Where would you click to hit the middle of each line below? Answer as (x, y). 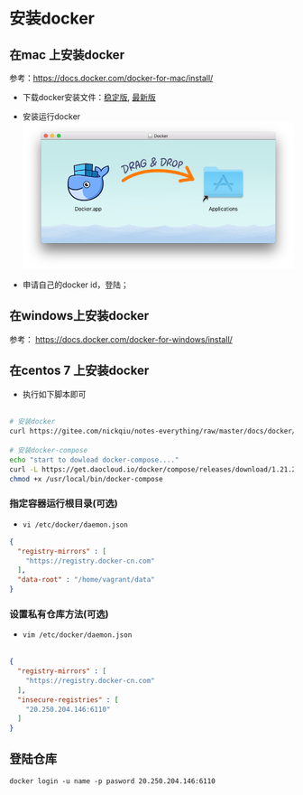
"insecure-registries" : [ (68, 700)
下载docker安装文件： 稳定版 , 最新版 (89, 97)
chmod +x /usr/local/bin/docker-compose (87, 479)
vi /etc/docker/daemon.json (75, 525)
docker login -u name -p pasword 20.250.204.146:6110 (113, 781)
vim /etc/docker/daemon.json (77, 635)
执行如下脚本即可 (54, 394)
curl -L (24, 469)
